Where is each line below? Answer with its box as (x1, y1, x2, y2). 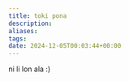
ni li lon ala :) (8, 64, 51, 74)
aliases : (8, 27, 38, 35)
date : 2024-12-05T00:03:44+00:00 (8, 42, 122, 50)
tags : (8, 34, 27, 43)
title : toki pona (8, 11, 67, 20)
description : (8, 19, 53, 28)
